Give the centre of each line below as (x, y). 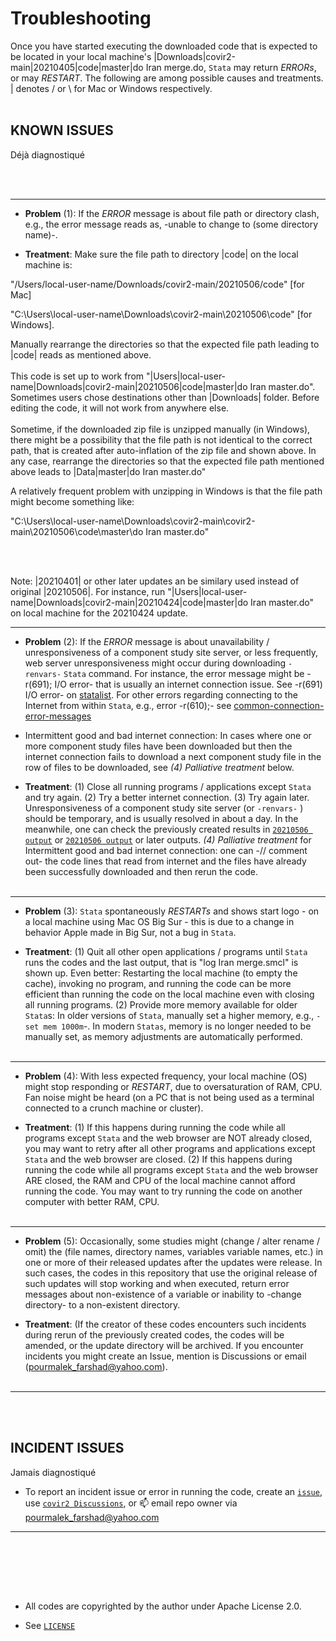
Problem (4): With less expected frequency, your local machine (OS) (166, 1076)
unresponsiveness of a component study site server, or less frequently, (171, 652)
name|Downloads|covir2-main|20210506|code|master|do (129, 386)
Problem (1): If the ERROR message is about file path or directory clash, (172, 213)
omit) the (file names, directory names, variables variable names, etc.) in (174, 1251)
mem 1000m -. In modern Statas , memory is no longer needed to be (177, 1026)
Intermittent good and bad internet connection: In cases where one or (168, 735)
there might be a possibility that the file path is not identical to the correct (161, 439)
